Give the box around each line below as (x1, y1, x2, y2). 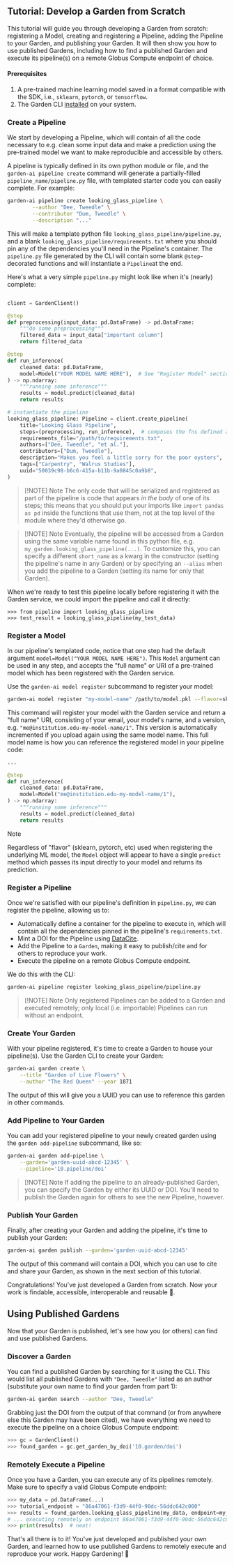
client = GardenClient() (7, 299, 79, 306)
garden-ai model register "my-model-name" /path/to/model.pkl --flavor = (7, 696, 223, 703)
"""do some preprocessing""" (19, 325, 104, 332)
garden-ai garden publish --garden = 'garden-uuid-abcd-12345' (7, 1247, 189, 1255)
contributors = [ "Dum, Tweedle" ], (19, 448, 114, 455)
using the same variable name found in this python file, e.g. (24, 537, 195, 545)
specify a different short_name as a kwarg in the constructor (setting (24, 551, 219, 560)
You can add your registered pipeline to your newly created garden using (7, 1132, 217, 1140)
